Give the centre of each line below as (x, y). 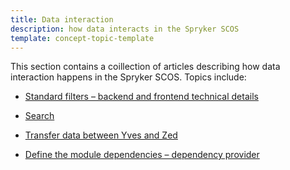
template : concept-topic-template (82, 38)
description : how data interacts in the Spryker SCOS (125, 29)
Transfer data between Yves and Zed (101, 135)
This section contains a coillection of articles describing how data (145, 67)
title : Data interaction (62, 19)
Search (39, 116)
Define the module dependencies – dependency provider (142, 155)
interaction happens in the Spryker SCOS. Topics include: (128, 77)
